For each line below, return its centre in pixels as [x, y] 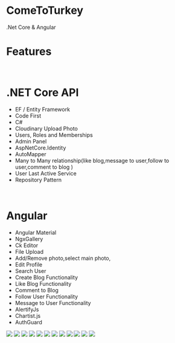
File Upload [29, 251]
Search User [30, 271]
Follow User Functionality [46, 297]
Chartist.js [28, 316]
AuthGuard [28, 322]
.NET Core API [43, 93]
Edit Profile [29, 264]
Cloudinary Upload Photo [46, 128]
